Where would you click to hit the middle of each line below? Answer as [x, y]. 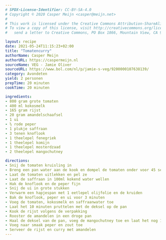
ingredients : [19, 96]
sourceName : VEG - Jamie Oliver [38, 65]
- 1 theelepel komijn [27, 143]
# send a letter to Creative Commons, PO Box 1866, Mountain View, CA [82, 33]
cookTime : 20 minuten [27, 88]
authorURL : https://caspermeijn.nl [42, 60]
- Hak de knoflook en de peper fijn [43, 184]
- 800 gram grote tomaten [32, 101]
